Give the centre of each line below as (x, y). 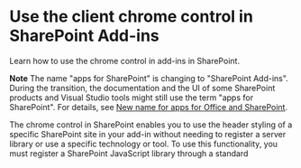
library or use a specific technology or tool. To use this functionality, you (143, 144)
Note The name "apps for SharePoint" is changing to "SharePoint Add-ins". (149, 78)
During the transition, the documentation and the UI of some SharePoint (142, 88)
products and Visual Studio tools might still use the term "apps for (132, 98)
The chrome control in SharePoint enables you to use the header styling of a (151, 125)
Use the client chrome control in (132, 17)
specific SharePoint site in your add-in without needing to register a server (148, 134)
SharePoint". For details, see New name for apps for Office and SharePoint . (149, 107)
